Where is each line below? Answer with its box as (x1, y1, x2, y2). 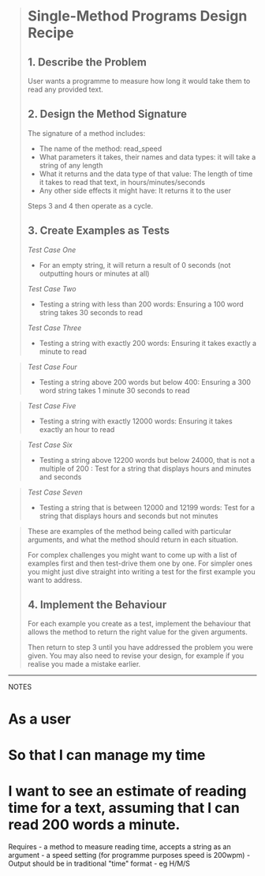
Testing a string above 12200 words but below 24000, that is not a (39, 455, 255, 464)
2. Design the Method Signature (27, 107, 188, 121)
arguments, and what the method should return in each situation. (27, 535, 239, 544)
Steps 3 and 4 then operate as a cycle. (27, 201, 154, 210)
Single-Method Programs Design (27, 7, 248, 25)
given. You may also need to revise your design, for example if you (27, 651, 244, 660)
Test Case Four (27, 362, 77, 371)
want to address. (27, 575, 83, 585)
